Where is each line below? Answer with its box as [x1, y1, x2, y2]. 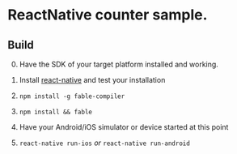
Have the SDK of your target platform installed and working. [19, 59, 219, 69]
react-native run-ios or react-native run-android [19, 138, 191, 148]
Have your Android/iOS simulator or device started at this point [19, 122, 229, 131]
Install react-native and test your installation [19, 75, 166, 84]
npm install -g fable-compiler [19, 92, 125, 101]
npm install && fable [19, 108, 92, 116]
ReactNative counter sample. [7, 6, 208, 24]
